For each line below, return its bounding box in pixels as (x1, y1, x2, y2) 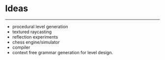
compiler (12, 44, 30, 50)
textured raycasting (12, 29, 52, 35)
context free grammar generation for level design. (12, 49, 113, 55)
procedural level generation (12, 23, 68, 29)
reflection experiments (12, 34, 58, 40)
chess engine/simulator (12, 39, 60, 45)
